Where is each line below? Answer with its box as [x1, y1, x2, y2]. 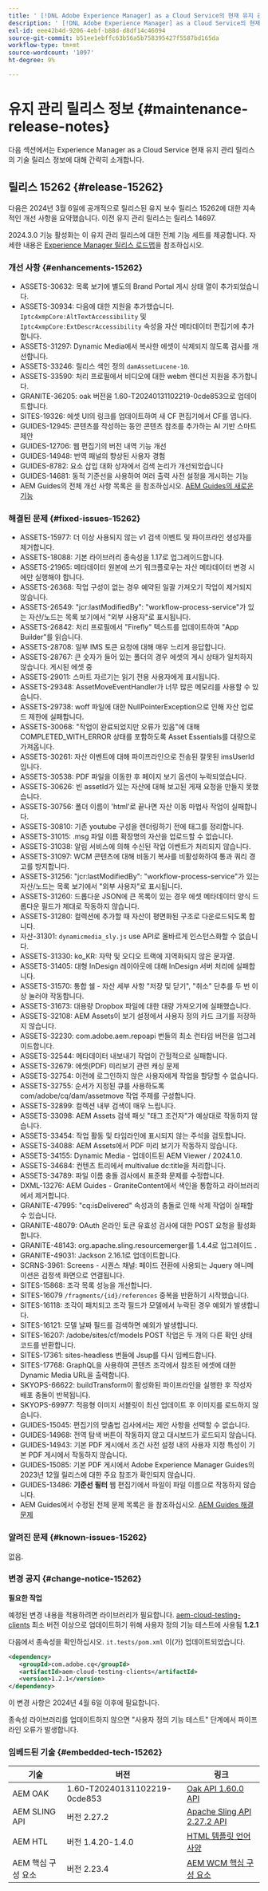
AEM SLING [12, 1806, 57, 1818]
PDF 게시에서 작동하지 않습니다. [28, 1450, 128, 1460]
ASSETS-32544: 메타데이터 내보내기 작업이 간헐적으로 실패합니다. [19, 1051, 227, 1061]
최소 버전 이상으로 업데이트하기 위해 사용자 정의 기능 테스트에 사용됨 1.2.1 [31, 1620, 259, 1629]
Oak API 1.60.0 [187, 1783, 245, 1794]
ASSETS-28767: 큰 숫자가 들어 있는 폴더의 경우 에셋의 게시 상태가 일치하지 [19, 652, 254, 662]
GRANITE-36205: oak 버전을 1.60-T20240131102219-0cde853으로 [19, 391, 236, 401]
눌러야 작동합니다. [28, 991, 85, 1001]
